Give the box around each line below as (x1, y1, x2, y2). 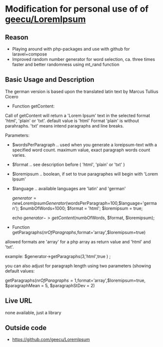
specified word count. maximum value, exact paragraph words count (12, 147, 150, 153)
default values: (5, 268, 35, 274)
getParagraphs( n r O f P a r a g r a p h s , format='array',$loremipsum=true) (12, 229, 146, 235)
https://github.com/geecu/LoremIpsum (12, 337, 90, 343)
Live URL (5, 297, 33, 305)
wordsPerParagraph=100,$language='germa (67, 200, 157, 206)
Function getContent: (12, 103, 55, 109)
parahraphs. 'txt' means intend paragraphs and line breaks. (5, 123, 124, 128)
